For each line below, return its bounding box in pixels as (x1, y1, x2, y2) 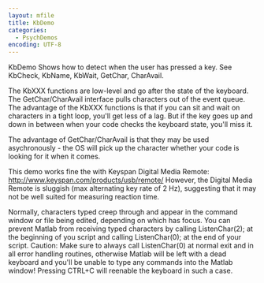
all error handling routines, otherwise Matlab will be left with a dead (8, 249, 227, 259)
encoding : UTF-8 (8, 41, 61, 49)
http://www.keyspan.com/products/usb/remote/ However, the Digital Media (8, 175, 253, 185)
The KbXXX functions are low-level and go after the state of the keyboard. (8, 86, 249, 95)
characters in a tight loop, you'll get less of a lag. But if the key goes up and (8, 111, 254, 121)
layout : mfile (8, 11, 55, 20)
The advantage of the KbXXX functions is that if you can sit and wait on (8, 103, 240, 113)
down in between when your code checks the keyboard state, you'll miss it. (8, 120, 254, 129)
